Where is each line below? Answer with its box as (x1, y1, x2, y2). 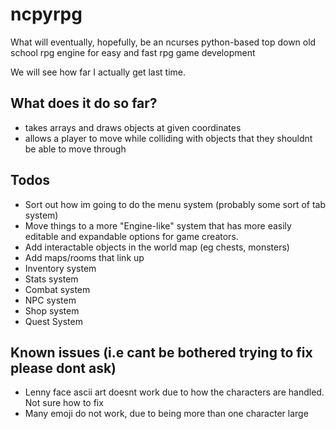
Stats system (24, 273, 79, 285)
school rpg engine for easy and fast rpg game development (10, 46, 256, 58)
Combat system (24, 283, 91, 295)
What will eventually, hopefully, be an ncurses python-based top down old (10, 36, 317, 48)
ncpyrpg (10, 3, 83, 26)
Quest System (24, 315, 83, 327)
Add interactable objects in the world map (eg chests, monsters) (24, 241, 290, 253)
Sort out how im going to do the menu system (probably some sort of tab (24, 198, 327, 210)
